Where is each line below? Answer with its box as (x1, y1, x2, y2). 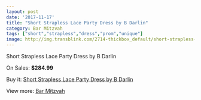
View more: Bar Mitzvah (6, 87, 65, 94)
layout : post (6, 8, 39, 15)
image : (6, 36, 23, 42)
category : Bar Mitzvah (6, 25, 63, 32)
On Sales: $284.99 (6, 64, 54, 71)
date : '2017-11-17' (6, 14, 55, 20)
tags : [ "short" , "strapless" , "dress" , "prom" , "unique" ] (6, 31, 144, 37)
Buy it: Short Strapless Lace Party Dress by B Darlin (6, 76, 133, 83)
